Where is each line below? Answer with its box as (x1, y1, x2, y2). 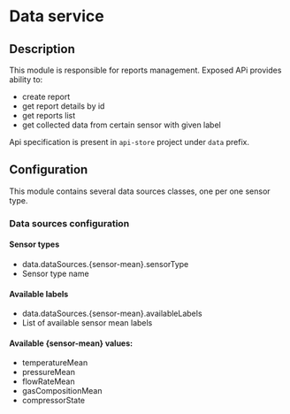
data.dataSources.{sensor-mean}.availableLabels (21, 308, 202, 319)
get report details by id (21, 101, 105, 111)
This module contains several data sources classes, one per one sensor (9, 186, 271, 196)
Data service (9, 6, 104, 27)
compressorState (21, 395, 86, 406)
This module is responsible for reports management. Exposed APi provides (9, 65, 282, 75)
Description (9, 42, 75, 57)
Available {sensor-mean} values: (9, 338, 134, 349)
